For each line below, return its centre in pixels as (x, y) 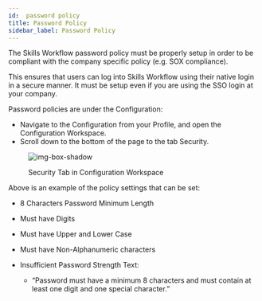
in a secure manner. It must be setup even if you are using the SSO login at (131, 85)
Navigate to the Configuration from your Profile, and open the (120, 125)
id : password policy (44, 16)
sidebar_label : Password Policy (62, 30)
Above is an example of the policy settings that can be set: (104, 188)
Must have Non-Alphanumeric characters (88, 250)
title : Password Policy (48, 23)
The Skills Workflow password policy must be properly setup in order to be (131, 53)
